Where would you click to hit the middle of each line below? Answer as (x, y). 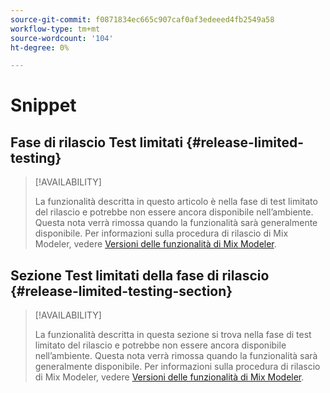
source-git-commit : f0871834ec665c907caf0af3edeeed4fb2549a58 (142, 19)
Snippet (43, 105)
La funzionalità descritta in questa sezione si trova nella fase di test (173, 335)
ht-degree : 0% (40, 47)
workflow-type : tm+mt (55, 29)
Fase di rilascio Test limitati (97, 142)
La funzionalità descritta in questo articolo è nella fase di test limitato (176, 202)
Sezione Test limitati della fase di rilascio (140, 275)
